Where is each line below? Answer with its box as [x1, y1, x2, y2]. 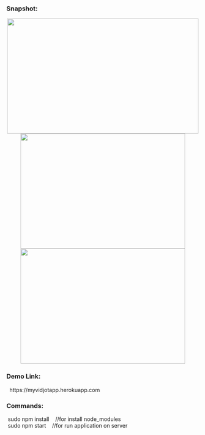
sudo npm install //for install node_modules [7, 415, 121, 423]
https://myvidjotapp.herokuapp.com [9, 386, 100, 393]
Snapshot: [6, 4, 38, 13]
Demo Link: [6, 372, 41, 381]
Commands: [6, 401, 44, 410]
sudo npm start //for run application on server [7, 422, 128, 429]
